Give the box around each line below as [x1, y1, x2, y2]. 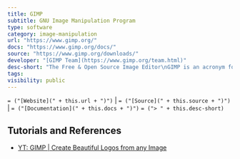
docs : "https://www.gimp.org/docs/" [7, 43, 116, 51]
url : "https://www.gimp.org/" [7, 37, 98, 44]
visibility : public [7, 76, 66, 84]
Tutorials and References [7, 124, 122, 136]
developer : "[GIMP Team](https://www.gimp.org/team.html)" [7, 57, 187, 64]
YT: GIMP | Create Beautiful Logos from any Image [17, 143, 167, 152]
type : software [7, 24, 53, 31]
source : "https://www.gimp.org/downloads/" [7, 51, 139, 58]
